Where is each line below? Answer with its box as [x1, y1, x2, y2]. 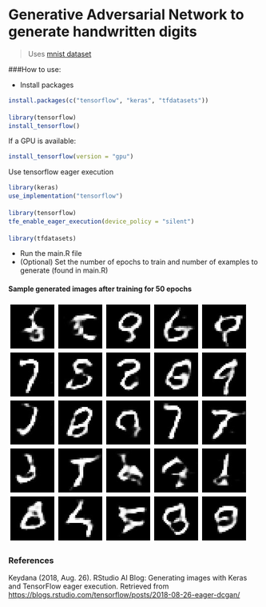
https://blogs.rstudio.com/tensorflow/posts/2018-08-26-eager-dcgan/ [8, 589, 240, 599]
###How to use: [8, 64, 62, 74]
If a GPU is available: [8, 136, 77, 146]
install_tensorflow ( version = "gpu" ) [8, 153, 134, 161]
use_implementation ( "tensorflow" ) [8, 192, 124, 201]
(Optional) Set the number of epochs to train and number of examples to [19, 258, 258, 267]
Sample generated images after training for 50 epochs [8, 284, 193, 294]
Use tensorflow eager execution [8, 167, 114, 177]
